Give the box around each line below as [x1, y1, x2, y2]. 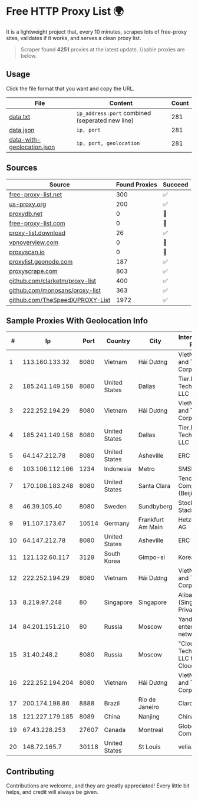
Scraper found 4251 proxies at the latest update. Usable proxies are [20, 45, 186, 53]
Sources [6, 163, 38, 173]
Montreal [138, 726, 163, 734]
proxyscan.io [9, 248, 45, 256]
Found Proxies [115, 180, 157, 189]
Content [109, 99, 133, 107]
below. [20, 52, 37, 59]
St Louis [138, 743, 161, 751]
